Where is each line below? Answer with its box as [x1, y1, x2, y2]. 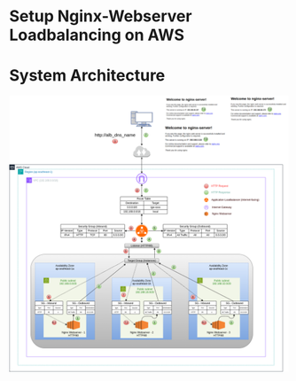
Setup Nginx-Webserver [9, 6, 192, 27]
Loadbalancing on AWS [9, 25, 184, 45]
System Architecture [9, 66, 166, 86]
